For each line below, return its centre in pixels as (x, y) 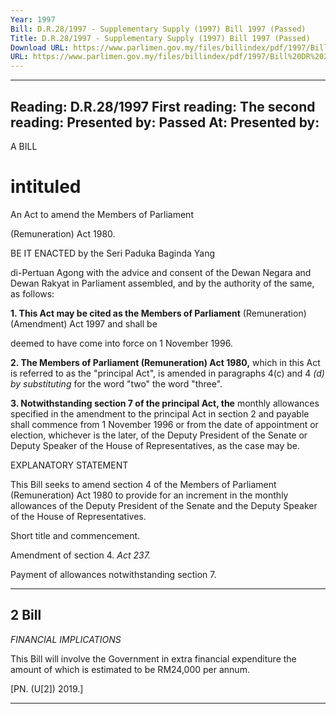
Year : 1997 (33, 19)
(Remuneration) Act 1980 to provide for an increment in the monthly (149, 495)
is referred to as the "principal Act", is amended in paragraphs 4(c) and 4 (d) (167, 373)
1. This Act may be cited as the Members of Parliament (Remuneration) (158, 313)
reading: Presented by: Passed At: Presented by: (165, 122)
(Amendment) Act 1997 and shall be (84, 323)
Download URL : (40, 47)
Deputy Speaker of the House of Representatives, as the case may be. (155, 445)
